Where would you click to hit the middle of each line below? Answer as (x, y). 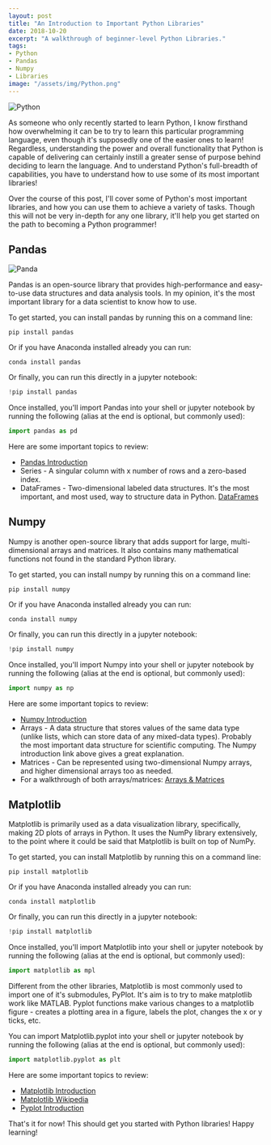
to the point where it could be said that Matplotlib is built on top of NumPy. (132, 841)
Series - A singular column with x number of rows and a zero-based (133, 471)
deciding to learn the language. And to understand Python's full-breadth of (133, 165)
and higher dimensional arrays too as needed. (97, 771)
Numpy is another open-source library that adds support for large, (119, 541)
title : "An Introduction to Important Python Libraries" (106, 23)
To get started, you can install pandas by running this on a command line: (131, 317)
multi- (240, 541)
